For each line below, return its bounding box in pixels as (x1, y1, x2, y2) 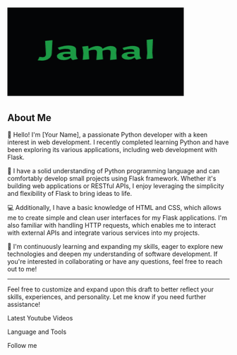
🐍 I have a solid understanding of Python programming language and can (7, 167, 220, 175)
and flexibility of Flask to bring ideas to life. (7, 190, 133, 197)
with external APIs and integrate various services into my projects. (7, 228, 200, 237)
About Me (7, 112, 51, 124)
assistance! (7, 301, 41, 308)
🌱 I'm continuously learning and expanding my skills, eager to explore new (7, 243, 224, 250)
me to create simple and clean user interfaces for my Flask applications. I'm (7, 214, 228, 222)
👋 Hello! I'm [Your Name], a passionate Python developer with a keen (7, 131, 208, 139)
